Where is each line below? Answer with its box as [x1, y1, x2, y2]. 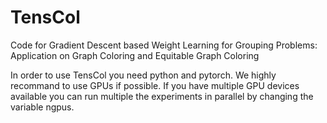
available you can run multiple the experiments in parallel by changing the [10, 90, 314, 102]
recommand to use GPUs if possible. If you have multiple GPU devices [10, 79, 300, 91]
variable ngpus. [10, 101, 75, 113]
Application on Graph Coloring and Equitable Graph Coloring [10, 49, 260, 61]
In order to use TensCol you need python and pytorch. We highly [10, 69, 277, 81]
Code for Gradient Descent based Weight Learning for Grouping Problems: [10, 39, 318, 51]
